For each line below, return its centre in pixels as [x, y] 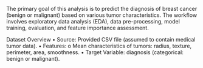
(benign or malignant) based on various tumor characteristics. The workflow [102, 15]
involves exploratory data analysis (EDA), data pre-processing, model [93, 21]
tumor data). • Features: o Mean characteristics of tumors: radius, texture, [99, 46]
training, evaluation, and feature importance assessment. [77, 28]
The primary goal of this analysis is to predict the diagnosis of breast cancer [102, 9]
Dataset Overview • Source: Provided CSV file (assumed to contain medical [101, 39]
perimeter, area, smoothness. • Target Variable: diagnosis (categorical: [95, 52]
